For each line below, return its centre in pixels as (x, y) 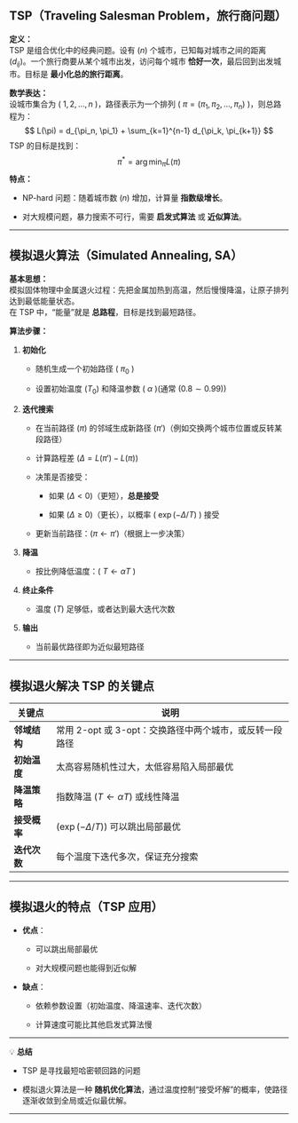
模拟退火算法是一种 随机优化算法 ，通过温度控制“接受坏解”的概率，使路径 (155, 1089)
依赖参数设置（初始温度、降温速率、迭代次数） (121, 1005)
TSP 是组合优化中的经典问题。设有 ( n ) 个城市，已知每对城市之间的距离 (138, 50)
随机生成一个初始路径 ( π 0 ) (85, 369)
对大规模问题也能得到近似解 (86, 968)
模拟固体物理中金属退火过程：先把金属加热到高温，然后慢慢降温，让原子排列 (149, 289)
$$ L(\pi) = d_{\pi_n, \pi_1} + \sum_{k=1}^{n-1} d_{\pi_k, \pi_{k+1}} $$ (149, 130)
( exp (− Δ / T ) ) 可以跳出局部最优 (119, 826)
